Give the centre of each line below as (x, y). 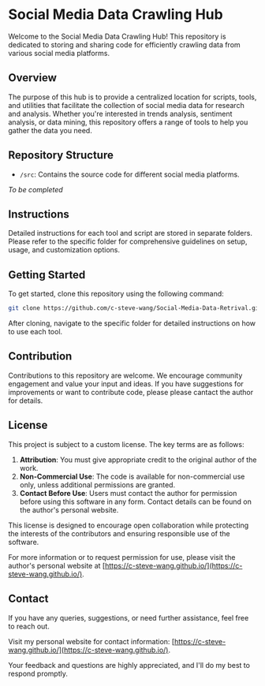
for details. (26, 401)
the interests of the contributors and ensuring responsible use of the (119, 533)
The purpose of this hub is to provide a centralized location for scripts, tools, (132, 97)
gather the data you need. (50, 130)
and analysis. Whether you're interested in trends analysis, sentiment (120, 114)
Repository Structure (61, 155)
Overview (33, 78)
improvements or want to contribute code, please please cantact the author (131, 392)
